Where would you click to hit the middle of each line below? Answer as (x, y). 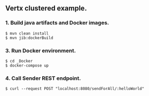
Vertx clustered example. (46, 8)
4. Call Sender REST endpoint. (43, 78)
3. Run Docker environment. (41, 50)
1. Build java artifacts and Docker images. (57, 23)
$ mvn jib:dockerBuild (29, 38)
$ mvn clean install (27, 33)
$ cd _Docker (19, 61)
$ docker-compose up (27, 66)
